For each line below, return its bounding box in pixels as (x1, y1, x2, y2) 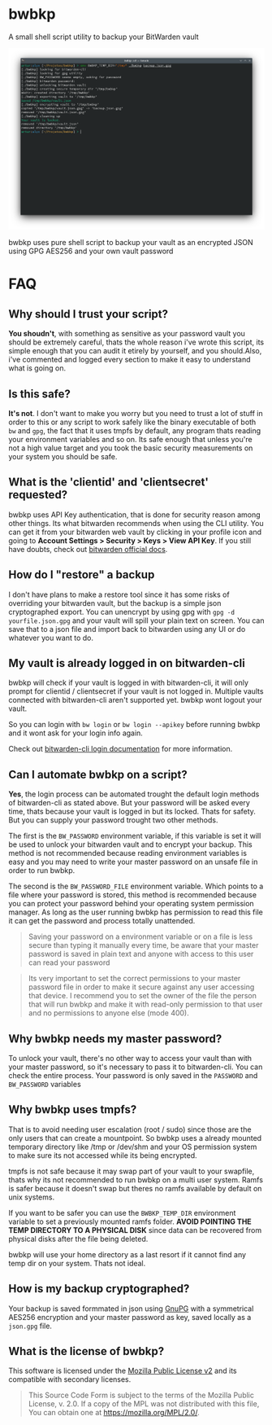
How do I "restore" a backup (8, 568, 155, 582)
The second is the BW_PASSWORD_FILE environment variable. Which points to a (8, 881, 264, 892)
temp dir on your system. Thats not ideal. (8, 1258, 146, 1268)
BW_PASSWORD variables (8, 1080, 81, 1089)
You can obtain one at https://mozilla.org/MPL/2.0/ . (28, 1408, 201, 1418)
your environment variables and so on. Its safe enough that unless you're (8, 434, 253, 444)
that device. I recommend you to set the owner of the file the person (28, 991, 257, 1001)
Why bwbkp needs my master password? (8, 1032, 222, 1046)
